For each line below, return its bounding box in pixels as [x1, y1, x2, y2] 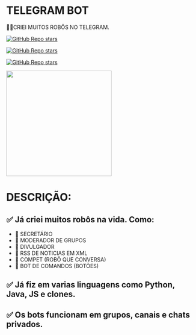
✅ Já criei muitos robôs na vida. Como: [6, 214, 155, 225]
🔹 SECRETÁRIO [14, 230, 53, 237]
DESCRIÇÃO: [6, 190, 72, 204]
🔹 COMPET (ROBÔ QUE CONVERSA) [14, 255, 106, 263]
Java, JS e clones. [6, 289, 76, 299]
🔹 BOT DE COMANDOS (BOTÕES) [14, 262, 99, 269]
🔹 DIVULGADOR [14, 243, 55, 250]
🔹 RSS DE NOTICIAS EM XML [14, 249, 88, 257]
